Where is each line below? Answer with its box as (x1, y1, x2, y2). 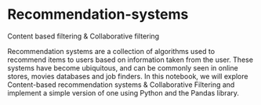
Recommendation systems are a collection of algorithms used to (7, 46, 216, 56)
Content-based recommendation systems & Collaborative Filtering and (7, 80, 235, 89)
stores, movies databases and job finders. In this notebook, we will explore (7, 71, 248, 81)
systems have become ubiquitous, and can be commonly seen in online (7, 63, 238, 72)
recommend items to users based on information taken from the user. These (7, 55, 254, 64)
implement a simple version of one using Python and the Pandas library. (7, 88, 240, 97)
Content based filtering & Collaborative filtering (7, 31, 160, 41)
